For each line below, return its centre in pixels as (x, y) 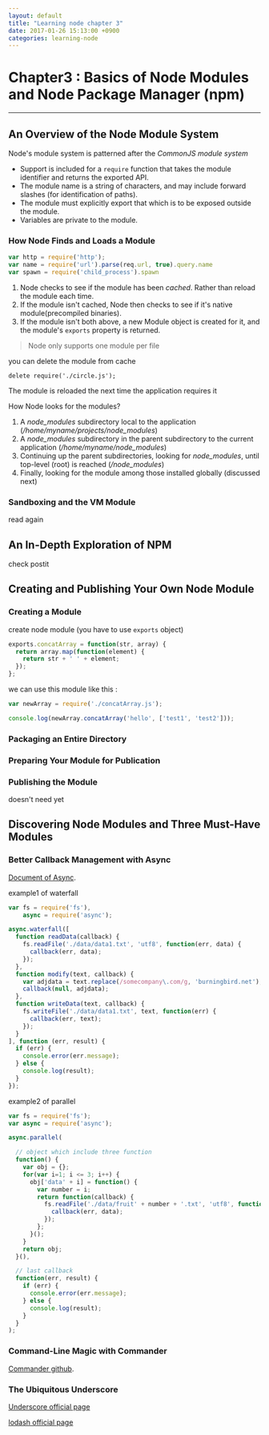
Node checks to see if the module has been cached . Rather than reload (138, 287)
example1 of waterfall (43, 893)
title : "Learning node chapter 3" (66, 23)
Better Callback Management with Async (90, 860)
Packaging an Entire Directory (68, 739)
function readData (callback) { (68, 937)
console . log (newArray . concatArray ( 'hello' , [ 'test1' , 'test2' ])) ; (121, 718)
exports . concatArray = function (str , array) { (87, 644)
